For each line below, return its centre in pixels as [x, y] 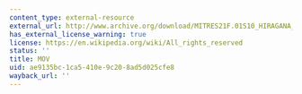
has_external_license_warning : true [78, 34]
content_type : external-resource [72, 17]
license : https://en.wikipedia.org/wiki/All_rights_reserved [126, 43]
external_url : [36, 26]
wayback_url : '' [40, 76]
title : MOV [30, 59]
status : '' [30, 51]
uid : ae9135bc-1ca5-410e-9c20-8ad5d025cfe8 [92, 68]
